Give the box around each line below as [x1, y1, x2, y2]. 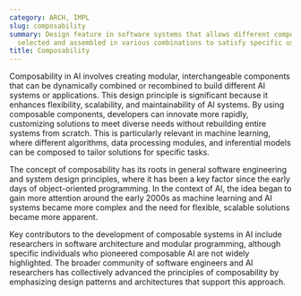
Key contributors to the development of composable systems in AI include [9, 229, 282, 240]
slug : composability [9, 21, 87, 30]
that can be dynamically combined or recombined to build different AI [9, 80, 266, 91]
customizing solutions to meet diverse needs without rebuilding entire [9, 118, 267, 130]
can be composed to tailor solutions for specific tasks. [9, 147, 211, 157]
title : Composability [9, 47, 90, 55]
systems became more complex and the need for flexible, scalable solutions [9, 202, 290, 213]
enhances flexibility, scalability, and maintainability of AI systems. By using [9, 99, 285, 110]
